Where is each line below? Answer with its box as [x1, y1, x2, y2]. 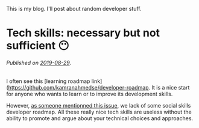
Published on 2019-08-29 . [6, 59, 71, 66]
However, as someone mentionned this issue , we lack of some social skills [6, 102, 191, 109]
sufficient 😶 [6, 39, 69, 53]
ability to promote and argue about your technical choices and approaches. [6, 115, 194, 122]
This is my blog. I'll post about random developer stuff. [6, 5, 142, 12]
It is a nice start [151, 84, 190, 91]
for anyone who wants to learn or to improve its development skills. [6, 90, 173, 98]
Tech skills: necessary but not [6, 26, 160, 40]
